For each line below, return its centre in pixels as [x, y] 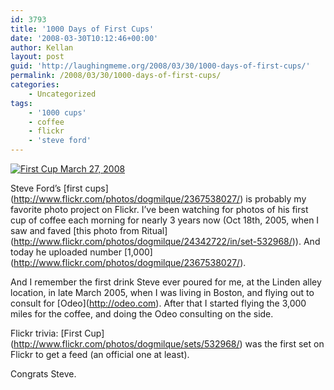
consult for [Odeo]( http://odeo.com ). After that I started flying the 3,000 [158, 303]
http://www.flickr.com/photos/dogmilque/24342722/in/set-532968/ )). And [167, 241]
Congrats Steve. [43, 374]
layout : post [37, 57]
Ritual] [154, 230]
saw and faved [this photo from [75, 230]
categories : [35, 85]
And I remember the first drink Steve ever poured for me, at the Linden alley [166, 282]
